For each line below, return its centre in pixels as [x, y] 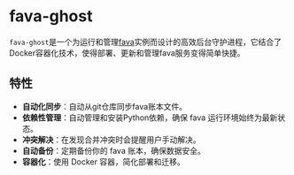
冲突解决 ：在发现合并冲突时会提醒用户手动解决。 [111, 140]
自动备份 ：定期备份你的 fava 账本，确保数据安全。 [113, 150]
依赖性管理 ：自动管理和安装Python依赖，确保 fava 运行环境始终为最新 [150, 118]
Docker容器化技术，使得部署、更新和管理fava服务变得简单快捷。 [127, 53]
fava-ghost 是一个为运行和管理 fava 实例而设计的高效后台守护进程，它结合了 [145, 42]
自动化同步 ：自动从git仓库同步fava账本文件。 [104, 106]
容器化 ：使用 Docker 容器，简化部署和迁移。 [103, 162]
